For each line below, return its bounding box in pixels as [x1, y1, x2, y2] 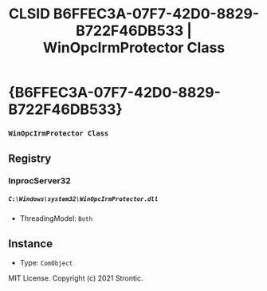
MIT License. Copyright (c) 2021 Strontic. [8, 273, 143, 283]
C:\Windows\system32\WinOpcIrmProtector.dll [8, 195, 159, 203]
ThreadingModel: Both [19, 214, 93, 223]
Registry [8, 151, 52, 165]
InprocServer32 [8, 175, 72, 187]
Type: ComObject [19, 258, 73, 268]
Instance [8, 237, 53, 250]
